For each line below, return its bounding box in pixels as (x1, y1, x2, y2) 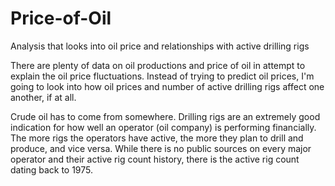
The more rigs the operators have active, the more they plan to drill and (10, 132, 304, 144)
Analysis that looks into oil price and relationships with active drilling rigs (10, 40, 310, 52)
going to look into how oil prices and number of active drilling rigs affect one (10, 80, 325, 92)
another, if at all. (10, 91, 77, 103)
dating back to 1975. (10, 163, 94, 176)
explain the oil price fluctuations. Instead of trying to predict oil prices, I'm (10, 70, 315, 82)
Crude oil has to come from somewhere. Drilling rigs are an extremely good (10, 110, 321, 122)
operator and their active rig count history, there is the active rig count (10, 153, 300, 165)
